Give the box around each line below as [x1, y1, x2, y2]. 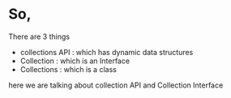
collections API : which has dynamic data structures [19, 47, 194, 57]
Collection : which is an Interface [19, 56, 130, 66]
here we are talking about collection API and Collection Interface [8, 80, 224, 90]
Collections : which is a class [19, 64, 118, 74]
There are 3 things [8, 32, 71, 41]
